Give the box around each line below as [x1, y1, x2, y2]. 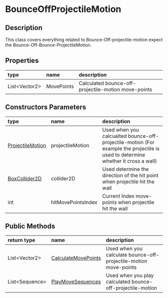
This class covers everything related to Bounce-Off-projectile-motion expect [5, 36, 163, 42]
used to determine [102, 151, 145, 158]
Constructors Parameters [5, 103, 86, 111]
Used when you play [105, 272, 154, 279]
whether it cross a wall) [102, 157, 157, 164]
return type [7, 236, 35, 243]
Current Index [102, 192, 135, 199]
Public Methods [5, 222, 55, 230]
